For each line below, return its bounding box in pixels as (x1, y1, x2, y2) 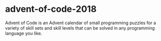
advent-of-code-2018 (5, 3, 97, 15)
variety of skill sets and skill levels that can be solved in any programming (5, 25, 155, 31)
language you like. (5, 30, 42, 36)
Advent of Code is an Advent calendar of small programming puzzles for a (5, 20, 157, 26)
